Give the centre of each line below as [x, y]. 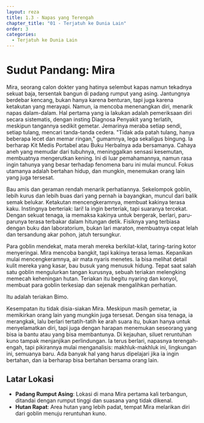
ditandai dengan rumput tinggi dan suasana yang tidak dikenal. [94, 400]
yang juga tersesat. [30, 177]
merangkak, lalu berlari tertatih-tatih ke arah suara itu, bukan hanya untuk [98, 321]
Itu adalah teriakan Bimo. [37, 297]
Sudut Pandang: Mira [61, 70]
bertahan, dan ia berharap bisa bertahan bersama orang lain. [83, 360]
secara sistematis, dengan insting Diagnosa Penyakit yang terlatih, [90, 119]
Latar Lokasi [30, 380]
